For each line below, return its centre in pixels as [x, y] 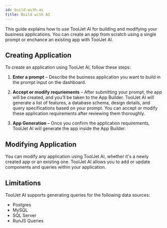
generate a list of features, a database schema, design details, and [81, 103]
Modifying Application [41, 144]
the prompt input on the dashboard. [49, 82]
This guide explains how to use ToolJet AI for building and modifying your [81, 29]
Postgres [22, 204]
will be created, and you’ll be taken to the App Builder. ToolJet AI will [83, 97]
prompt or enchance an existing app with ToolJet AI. [59, 39]
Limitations [23, 183]
